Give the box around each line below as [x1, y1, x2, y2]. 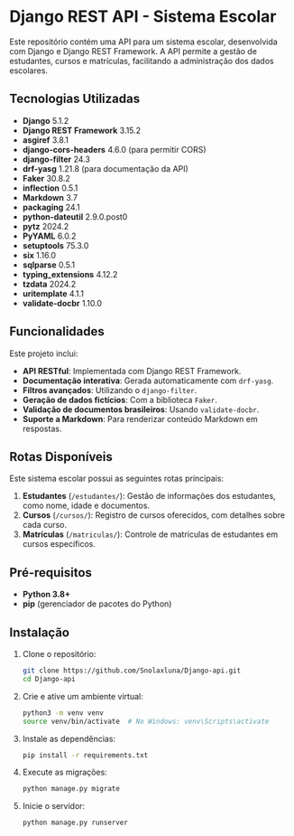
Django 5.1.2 [22, 115, 69, 126]
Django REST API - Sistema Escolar [9, 6, 277, 27]
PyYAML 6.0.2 [22, 230, 77, 241]
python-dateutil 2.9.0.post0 [22, 211, 128, 222]
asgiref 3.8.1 [22, 134, 69, 146]
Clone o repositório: [22, 649, 96, 659]
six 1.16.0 [22, 249, 57, 260]
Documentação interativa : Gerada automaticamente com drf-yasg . [22, 375, 274, 386]
